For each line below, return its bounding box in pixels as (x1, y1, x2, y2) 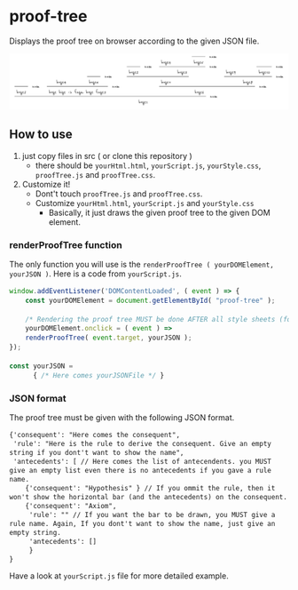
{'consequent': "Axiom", (25, 501, 117, 510)
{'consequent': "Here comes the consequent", (9, 430, 180, 439)
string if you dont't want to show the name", (9, 448, 184, 457)
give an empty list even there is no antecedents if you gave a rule (9, 466, 272, 474)
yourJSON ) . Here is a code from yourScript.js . (9, 268, 182, 279)
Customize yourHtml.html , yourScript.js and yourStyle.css (35, 197, 255, 208)
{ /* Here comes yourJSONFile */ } (32, 371, 165, 379)
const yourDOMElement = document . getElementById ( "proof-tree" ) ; (25, 296, 276, 305)
